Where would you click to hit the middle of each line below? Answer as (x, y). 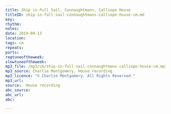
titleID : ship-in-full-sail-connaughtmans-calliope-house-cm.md (75, 15)
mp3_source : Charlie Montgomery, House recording (59, 71)
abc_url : (15, 95)
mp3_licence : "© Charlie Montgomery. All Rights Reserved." (70, 76)
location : (16, 39)
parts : (12, 52)
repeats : (15, 48)
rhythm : (13, 24)
